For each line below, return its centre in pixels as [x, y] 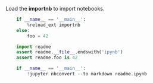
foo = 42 [38, 36]
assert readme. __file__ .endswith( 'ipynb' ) [70, 52]
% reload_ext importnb [54, 25]
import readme [34, 47]
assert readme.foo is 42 [47, 58]
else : [23, 30]
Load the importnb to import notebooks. [55, 9]
